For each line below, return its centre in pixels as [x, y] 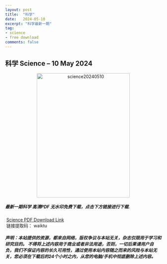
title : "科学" [20, 14]
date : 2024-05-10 [25, 19]
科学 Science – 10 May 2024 [49, 63]
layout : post [19, 10]
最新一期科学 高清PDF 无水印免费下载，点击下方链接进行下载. [68, 207]
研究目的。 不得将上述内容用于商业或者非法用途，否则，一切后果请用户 [77, 244]
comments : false [22, 42]
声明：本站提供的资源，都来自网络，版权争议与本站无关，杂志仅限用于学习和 [83, 238]
